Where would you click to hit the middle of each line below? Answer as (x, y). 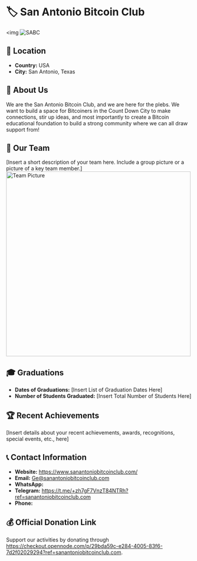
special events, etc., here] (37, 439)
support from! (23, 129)
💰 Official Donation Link (51, 522)
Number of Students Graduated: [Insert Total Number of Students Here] (103, 396)
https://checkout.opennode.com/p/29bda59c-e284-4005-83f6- (85, 546)
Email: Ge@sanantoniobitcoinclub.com (62, 478)
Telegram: (27, 490)
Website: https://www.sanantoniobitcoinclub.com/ (76, 472)
